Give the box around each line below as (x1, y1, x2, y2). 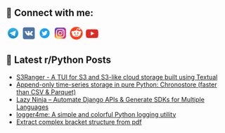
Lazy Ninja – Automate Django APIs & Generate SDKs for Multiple (15, 95, 205, 103)
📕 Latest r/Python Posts (6, 54, 112, 66)
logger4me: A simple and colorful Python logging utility (15, 110, 176, 118)
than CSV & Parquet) (15, 87, 77, 96)
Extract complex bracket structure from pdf (15, 118, 142, 126)
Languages (15, 103, 49, 111)
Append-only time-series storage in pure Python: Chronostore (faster (15, 80, 217, 89)
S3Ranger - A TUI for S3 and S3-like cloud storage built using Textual (15, 72, 218, 81)
